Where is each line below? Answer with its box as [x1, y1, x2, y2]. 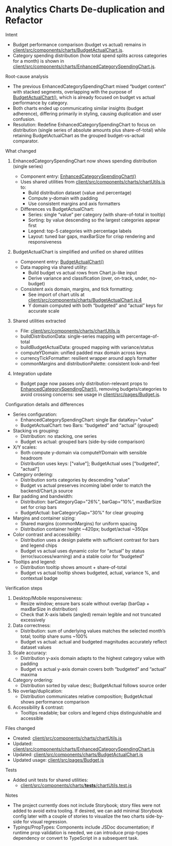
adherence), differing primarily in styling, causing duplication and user [12, 111, 162, 117]
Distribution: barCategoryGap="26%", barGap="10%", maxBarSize [20, 499, 162, 505]
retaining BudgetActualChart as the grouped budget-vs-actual [12, 132, 145, 138]
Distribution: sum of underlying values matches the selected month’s [20, 628, 166, 634]
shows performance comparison [20, 698, 90, 705]
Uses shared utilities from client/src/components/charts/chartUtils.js [20, 178, 165, 185]
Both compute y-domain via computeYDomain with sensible [20, 449, 147, 455]
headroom [20, 455, 43, 461]
